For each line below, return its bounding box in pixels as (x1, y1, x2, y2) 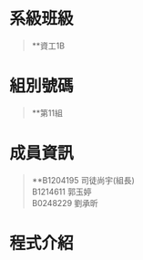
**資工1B (31, 40, 66, 51)
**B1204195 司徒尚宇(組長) (31, 174, 135, 185)
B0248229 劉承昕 (31, 197, 98, 208)
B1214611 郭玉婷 (31, 186, 92, 197)
